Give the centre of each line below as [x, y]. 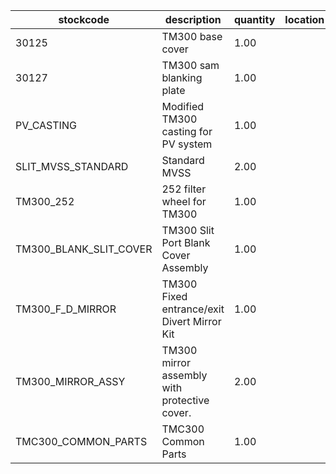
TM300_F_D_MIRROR [66, 309]
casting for [187, 131]
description [193, 19]
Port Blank [186, 242]
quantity [254, 19]
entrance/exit [193, 309]
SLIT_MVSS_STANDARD [72, 166]
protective [185, 400]
